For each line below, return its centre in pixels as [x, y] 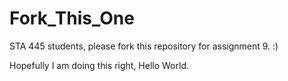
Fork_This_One [72, 18]
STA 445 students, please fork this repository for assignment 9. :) [144, 46]
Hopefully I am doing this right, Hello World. [99, 65]
